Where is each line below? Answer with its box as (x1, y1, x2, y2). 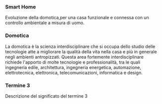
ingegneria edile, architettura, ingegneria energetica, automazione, (5, 64, 141, 70)
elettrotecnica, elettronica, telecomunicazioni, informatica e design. (5, 69, 143, 75)
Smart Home (5, 3, 36, 10)
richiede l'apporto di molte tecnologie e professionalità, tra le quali (5, 59, 141, 65)
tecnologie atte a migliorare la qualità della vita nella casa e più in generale (5, 48, 157, 55)
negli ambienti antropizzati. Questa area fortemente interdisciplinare (5, 54, 144, 60)
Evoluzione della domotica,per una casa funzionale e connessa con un (5, 15, 150, 21)
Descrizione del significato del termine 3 (5, 93, 88, 99)
